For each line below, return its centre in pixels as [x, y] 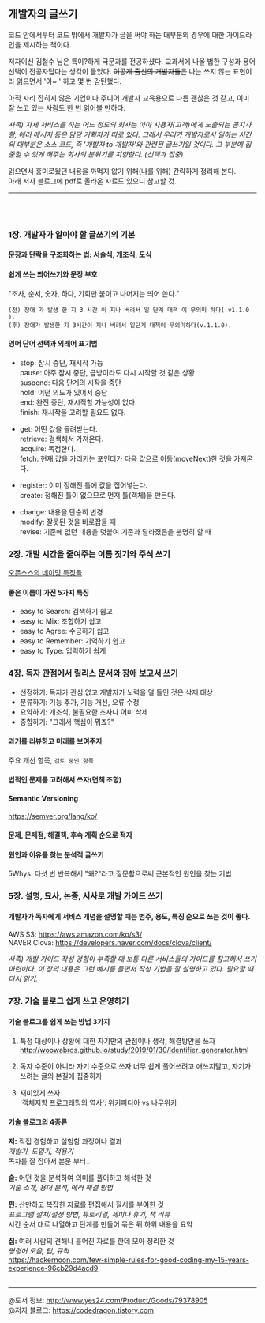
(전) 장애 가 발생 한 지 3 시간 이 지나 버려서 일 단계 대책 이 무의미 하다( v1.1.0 [129, 310]
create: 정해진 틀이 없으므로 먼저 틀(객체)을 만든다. [97, 495]
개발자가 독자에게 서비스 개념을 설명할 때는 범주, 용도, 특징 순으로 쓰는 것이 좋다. [129, 916]
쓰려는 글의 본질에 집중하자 [61, 1076]
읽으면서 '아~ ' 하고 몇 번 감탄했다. [69, 81]
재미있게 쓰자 [40, 1092]
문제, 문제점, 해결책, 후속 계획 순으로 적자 [70, 835]
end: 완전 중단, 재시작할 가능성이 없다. [78, 402]
